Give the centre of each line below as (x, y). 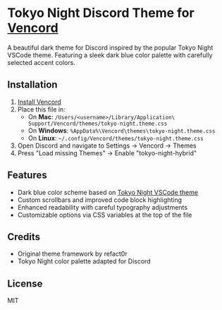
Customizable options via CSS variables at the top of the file (105, 215)
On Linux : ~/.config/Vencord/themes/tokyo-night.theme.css (116, 138)
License (25, 284)
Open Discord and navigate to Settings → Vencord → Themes (107, 145)
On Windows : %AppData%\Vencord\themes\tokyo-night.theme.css (122, 130)
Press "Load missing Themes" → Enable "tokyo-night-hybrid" (107, 153)
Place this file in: (41, 109)
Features (27, 175)
